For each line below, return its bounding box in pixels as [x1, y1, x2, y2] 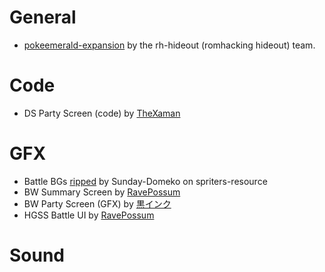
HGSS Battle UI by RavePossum [23, 209, 155, 221]
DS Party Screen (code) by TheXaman [23, 107, 181, 119]
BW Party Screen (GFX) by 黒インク [23, 197, 172, 210]
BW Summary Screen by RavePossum [23, 186, 181, 198]
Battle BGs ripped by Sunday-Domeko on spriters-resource [23, 175, 268, 187]
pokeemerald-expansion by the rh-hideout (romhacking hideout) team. [23, 39, 316, 51]
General [9, 6, 77, 29]
